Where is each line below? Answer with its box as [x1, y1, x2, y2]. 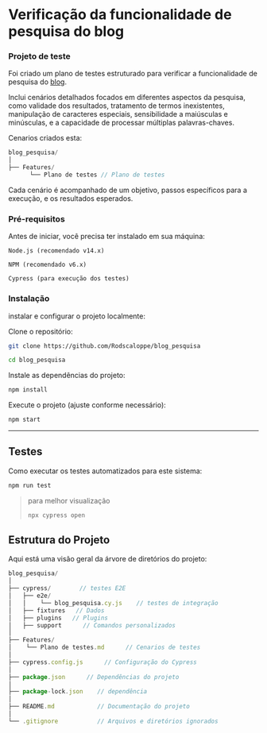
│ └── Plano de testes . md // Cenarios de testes [8, 643, 201, 652]
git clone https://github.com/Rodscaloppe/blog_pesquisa [8, 341, 201, 350]
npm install [8, 386, 48, 394]
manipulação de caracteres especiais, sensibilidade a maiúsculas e [8, 110, 228, 119]
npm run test [8, 481, 52, 489]
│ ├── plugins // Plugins [8, 614, 109, 622]
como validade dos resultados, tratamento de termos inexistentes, [8, 101, 225, 110]
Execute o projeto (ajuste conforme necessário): [8, 400, 167, 410]
